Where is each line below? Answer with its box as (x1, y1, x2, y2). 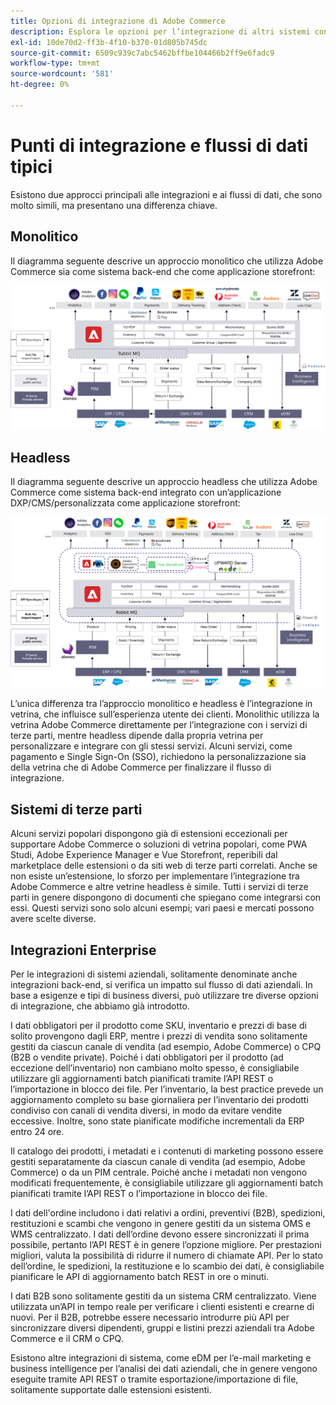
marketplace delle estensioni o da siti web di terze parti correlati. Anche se (10, 860, 318, 872)
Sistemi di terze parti (10, 801, 143, 818)
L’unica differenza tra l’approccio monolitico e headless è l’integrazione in (10, 698, 313, 710)
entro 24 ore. (10, 1125, 65, 1137)
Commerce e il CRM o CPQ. (10, 1332, 124, 1344)
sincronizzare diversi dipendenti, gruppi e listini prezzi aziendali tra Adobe (10, 1321, 315, 1334)
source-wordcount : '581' (10, 69, 114, 79)
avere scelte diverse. (10, 913, 97, 925)
